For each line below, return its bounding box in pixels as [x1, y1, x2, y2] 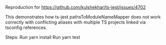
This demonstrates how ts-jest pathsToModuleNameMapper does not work [5, 14, 161, 19]
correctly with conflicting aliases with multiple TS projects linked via [5, 19, 146, 25]
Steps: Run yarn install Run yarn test [5, 34, 80, 40]
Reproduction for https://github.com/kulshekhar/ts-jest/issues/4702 [5, 4, 146, 10]
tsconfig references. [5, 24, 47, 30]
